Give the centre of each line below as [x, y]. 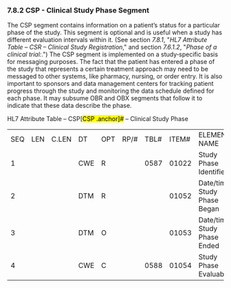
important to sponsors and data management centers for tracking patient [111, 84]
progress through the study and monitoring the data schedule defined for [111, 91]
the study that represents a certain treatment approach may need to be [108, 69]
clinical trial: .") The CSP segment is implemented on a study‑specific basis [113, 54]
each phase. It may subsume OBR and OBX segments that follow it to [105, 98]
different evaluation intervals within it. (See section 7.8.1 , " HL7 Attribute [107, 40]
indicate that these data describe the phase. [69, 106]
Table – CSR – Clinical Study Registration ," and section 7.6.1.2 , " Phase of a [112, 47]
